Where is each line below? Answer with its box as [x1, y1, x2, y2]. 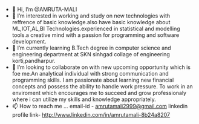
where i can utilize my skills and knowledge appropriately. [11, 96, 156, 103]
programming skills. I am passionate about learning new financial [11, 76, 174, 83]
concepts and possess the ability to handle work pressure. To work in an [11, 83, 194, 90]
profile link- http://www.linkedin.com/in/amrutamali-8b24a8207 [11, 111, 171, 118]
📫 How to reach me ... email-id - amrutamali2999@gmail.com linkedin [11, 103, 188, 109]
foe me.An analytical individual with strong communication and [11, 70, 169, 77]
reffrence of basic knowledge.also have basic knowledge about [11, 19, 171, 25]
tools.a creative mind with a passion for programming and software [11, 31, 180, 39]
